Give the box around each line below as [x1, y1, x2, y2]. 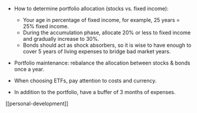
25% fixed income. [22, 23, 69, 30]
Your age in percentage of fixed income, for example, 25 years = [22, 17, 180, 23]
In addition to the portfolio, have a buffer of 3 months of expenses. [14, 89, 176, 95]
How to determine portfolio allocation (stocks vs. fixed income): [14, 5, 169, 12]
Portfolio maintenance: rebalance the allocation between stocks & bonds [14, 59, 191, 66]
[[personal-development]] [5, 100, 69, 107]
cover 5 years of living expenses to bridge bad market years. [22, 48, 171, 55]
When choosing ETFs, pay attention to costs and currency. [14, 77, 157, 84]
